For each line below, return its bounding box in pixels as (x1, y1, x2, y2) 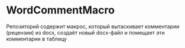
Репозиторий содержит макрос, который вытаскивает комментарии (6, 23, 180, 30)
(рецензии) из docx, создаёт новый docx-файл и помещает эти (6, 29, 165, 36)
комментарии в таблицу (6, 35, 67, 42)
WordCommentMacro (6, 4, 115, 17)
